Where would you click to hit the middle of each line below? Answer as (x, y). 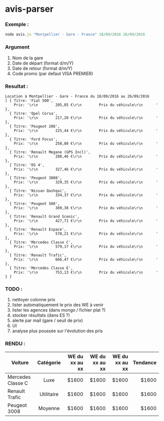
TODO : (14, 289)
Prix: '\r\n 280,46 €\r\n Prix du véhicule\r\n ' (86, 156)
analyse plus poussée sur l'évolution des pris (57, 331)
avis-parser (29, 9)
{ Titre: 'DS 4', (27, 165)
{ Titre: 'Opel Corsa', (33, 113)
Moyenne (49, 408)
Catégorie (49, 363)
